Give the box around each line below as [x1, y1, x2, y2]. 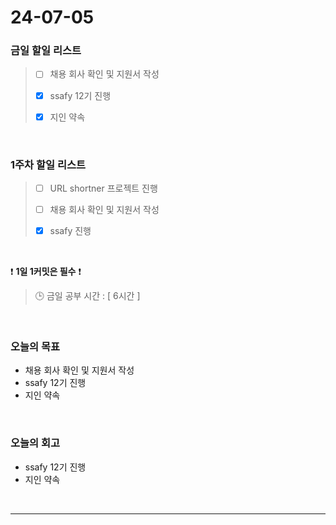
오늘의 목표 [10, 340, 61, 354]
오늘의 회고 [10, 436, 61, 450]
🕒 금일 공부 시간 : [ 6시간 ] [34, 290, 141, 302]
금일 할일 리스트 [10, 44, 82, 58]
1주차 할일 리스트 [10, 157, 87, 171]
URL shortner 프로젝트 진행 [49, 182, 158, 194]
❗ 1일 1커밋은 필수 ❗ [10, 266, 82, 278]
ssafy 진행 [49, 225, 92, 237]
